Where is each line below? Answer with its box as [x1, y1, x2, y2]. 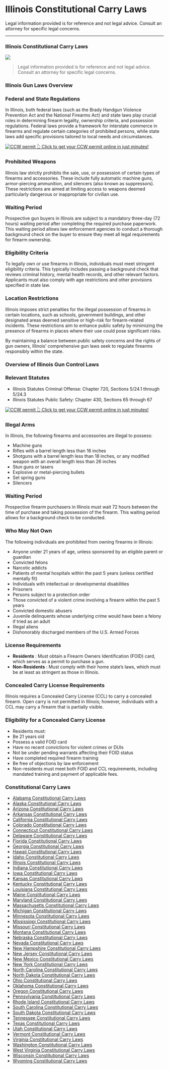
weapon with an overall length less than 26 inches [12, 458, 117, 465]
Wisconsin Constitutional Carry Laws [12, 1052, 90, 1058]
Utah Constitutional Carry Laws [12, 1026, 78, 1032]
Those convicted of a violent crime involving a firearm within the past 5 [12, 597, 160, 603]
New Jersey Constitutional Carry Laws [12, 950, 93, 956]
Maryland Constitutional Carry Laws [12, 897, 88, 903]
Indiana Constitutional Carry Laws [12, 865, 83, 871]
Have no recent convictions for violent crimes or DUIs [12, 744, 124, 750]
